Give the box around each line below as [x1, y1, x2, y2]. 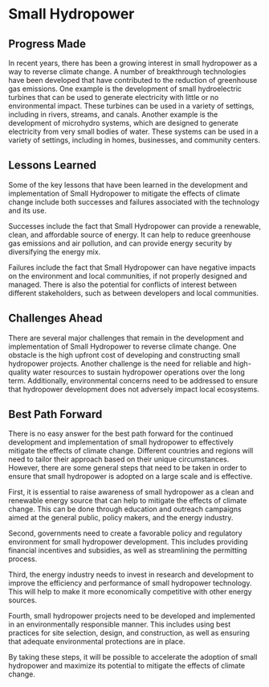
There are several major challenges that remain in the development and [8, 333, 244, 342]
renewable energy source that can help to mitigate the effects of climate [8, 496, 247, 506]
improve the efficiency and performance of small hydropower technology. [8, 578, 252, 588]
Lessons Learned [8, 159, 96, 172]
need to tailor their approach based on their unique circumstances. [8, 454, 230, 464]
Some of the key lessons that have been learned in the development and [8, 180, 248, 189]
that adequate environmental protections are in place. [8, 637, 186, 647]
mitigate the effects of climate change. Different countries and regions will [8, 446, 254, 456]
